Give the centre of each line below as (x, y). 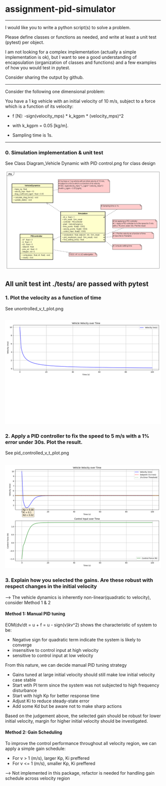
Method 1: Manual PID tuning (35, 614)
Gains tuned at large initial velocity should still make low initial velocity (83, 675)
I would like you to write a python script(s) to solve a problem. (68, 27)
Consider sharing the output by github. (44, 77)
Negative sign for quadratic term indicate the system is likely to (76, 639)
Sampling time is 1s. (32, 135)
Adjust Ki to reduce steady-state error (51, 701)
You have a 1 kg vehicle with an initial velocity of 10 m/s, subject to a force (80, 101)
